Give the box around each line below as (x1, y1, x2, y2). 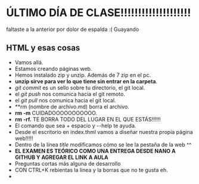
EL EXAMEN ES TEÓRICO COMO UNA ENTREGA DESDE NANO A (14, 147, 176, 154)
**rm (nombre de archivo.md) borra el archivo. (14, 103, 130, 110)
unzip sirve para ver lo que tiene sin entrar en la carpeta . (14, 77, 158, 85)
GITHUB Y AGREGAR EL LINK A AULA (14, 154, 108, 161)
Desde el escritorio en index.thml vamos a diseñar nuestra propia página (14, 128, 194, 135)
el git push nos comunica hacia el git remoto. (14, 90, 125, 98)
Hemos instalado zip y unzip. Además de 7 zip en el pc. (14, 71, 151, 79)
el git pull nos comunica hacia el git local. (14, 96, 116, 104)
